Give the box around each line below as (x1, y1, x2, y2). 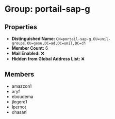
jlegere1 (11, 99, 27, 104)
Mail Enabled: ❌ (11, 50, 45, 56)
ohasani (11, 109, 28, 115)
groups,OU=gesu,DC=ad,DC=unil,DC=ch (11, 41, 86, 46)
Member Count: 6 (11, 45, 48, 51)
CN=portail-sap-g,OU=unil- (56, 37, 111, 41)
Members (4, 70, 34, 79)
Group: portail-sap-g (4, 3, 91, 15)
